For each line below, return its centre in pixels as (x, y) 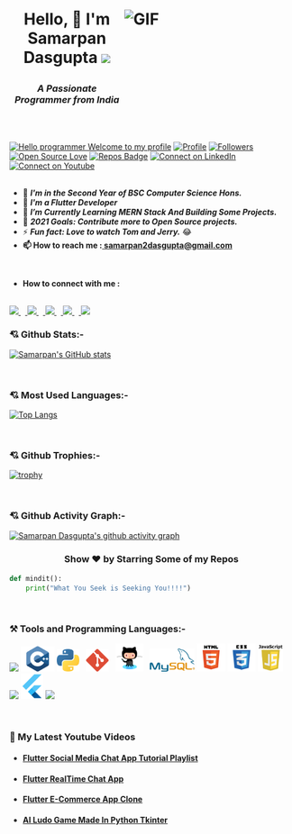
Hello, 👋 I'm (67, 19)
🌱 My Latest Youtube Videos (73, 737)
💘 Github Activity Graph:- (68, 516)
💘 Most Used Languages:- (69, 394)
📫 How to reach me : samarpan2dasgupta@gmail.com (127, 245)
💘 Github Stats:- (46, 335)
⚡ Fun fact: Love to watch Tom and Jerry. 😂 (107, 231)
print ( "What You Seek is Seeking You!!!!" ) (109, 588)
